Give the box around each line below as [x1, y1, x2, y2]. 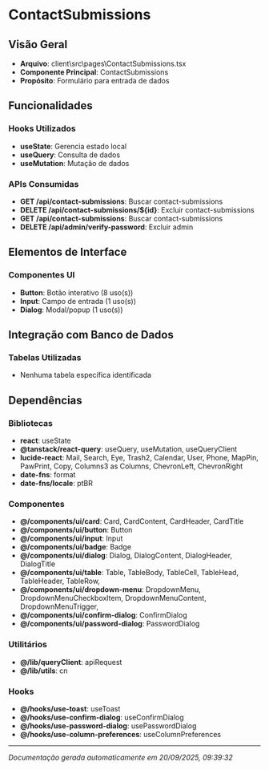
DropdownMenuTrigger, [19, 602, 98, 611]
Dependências [8, 393, 82, 407]
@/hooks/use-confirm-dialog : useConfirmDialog [19, 712, 184, 722]
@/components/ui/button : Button [19, 525, 133, 535]
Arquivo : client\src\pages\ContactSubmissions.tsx [19, 59, 187, 68]
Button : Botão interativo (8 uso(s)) [19, 287, 134, 298]
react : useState [19, 436, 72, 446]
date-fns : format [19, 470, 76, 480]
